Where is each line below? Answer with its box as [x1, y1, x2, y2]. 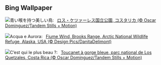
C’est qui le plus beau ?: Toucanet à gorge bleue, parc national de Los [10, 49, 152, 55]
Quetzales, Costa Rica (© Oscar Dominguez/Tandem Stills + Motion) [5, 54, 143, 60]
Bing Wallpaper [5, 4, 53, 12]
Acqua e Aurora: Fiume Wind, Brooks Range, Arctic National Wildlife [10, 33, 148, 39]
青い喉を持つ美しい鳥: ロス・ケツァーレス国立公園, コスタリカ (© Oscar [10, 17, 157, 23]
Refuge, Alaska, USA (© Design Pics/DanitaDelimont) [5, 39, 112, 44]
